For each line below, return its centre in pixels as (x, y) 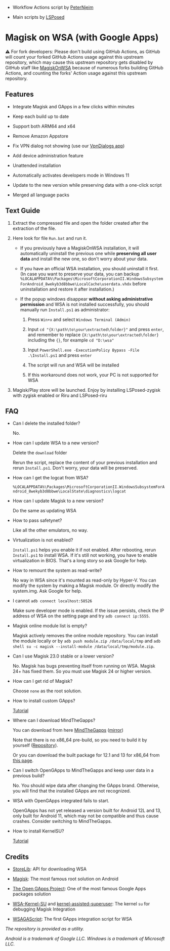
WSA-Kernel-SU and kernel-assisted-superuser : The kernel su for (81, 904)
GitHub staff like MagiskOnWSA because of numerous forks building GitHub (84, 67)
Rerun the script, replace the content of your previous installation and (85, 463)
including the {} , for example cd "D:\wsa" (71, 340)
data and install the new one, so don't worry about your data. (84, 259)
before (139, 283)
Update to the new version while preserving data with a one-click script (87, 185)
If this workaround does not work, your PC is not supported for (93, 375)
